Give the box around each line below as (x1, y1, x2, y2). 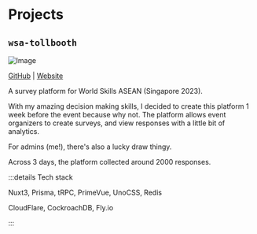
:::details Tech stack (8, 173, 73, 182)
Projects (8, 6, 64, 24)
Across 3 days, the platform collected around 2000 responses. (8, 158, 211, 166)
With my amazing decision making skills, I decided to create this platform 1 (8, 102, 249, 111)
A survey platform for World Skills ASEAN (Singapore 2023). (8, 87, 203, 95)
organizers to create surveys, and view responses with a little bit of (8, 118, 226, 128)
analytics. (8, 127, 39, 136)
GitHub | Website (8, 71, 64, 80)
